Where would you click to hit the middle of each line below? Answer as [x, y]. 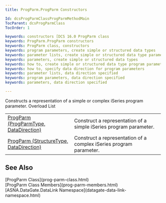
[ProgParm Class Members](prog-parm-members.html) [62, 185]
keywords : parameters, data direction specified [56, 83]
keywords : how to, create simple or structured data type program [75, 64]
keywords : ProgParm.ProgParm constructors [49, 41]
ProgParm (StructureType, [38, 141]
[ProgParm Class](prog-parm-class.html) [47, 179]
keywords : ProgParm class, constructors [47, 46]
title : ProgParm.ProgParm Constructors [46, 10]
